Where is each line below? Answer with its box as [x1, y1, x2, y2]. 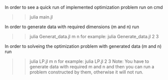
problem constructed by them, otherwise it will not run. [29, 69, 144, 75]
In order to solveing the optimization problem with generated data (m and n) [5, 43, 162, 49]
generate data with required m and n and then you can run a [29, 64, 154, 69]
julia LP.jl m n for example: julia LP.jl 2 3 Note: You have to [29, 58, 149, 64]
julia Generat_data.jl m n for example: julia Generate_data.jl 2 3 [29, 34, 159, 39]
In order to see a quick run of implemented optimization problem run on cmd [5, 5, 163, 10]
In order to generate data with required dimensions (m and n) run [5, 24, 139, 30]
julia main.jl [29, 14, 53, 20]
